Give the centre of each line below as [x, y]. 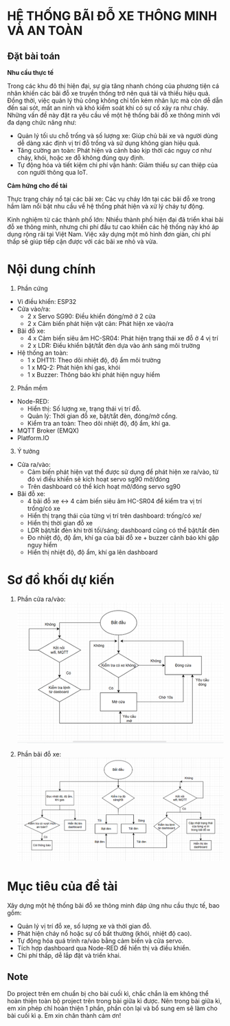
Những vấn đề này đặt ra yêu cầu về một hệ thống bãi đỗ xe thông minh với [114, 115]
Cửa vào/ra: [34, 309]
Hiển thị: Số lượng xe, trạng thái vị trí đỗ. [84, 408]
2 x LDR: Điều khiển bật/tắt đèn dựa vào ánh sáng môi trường [114, 345]
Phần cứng [32, 288]
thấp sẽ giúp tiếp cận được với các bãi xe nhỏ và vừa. [82, 241]
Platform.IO [33, 437]
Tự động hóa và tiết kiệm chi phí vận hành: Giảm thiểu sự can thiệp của [117, 165]
